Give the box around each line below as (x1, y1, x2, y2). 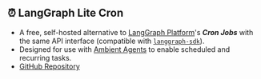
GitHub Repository (18, 61, 81, 71)
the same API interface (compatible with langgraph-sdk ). (18, 36, 205, 45)
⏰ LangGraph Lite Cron (7, 6, 124, 20)
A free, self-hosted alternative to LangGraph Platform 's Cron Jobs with (18, 27, 254, 37)
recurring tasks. (18, 53, 72, 62)
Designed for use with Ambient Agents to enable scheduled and (18, 44, 231, 54)
